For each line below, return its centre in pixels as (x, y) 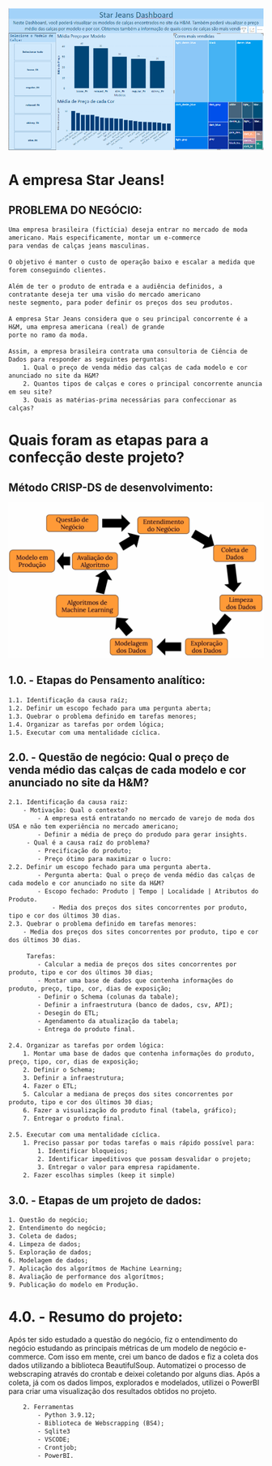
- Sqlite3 (54, 1432)
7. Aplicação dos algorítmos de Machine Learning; (96, 1269)
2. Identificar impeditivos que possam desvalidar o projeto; (144, 1159)
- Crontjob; (58, 1448)
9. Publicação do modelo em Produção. (74, 1285)
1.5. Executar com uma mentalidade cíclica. (85, 733)
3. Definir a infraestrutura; (74, 1078)
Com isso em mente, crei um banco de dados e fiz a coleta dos (153, 1357)
